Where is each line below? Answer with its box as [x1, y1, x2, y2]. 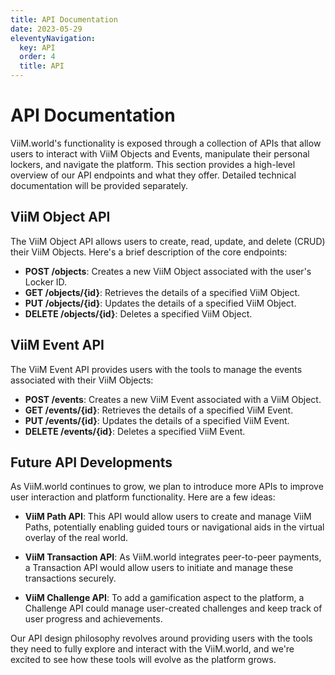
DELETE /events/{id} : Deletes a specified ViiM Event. [24, 425, 246, 437]
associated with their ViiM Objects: [10, 374, 154, 386]
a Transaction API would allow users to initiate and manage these [24, 562, 294, 574]
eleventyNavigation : [10, 33, 97, 43]
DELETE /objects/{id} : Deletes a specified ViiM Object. [24, 307, 253, 320]
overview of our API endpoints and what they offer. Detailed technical [10, 169, 297, 181]
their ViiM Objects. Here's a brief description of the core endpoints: [10, 246, 288, 258]
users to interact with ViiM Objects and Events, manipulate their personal [10, 147, 310, 160]
